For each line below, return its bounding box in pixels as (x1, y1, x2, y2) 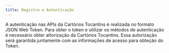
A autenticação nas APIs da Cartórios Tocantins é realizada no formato (5, 21, 154, 27)
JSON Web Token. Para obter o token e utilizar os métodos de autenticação (5, 26, 164, 33)
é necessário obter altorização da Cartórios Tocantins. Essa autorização (5, 32, 157, 38)
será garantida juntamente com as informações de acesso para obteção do (5, 37, 163, 43)
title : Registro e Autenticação (5, 7, 74, 13)
